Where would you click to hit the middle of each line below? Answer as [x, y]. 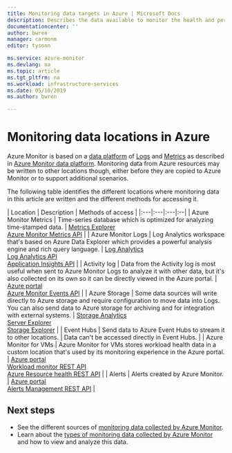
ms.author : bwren [32, 97]
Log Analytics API [32, 257]
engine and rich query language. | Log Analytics [75, 249]
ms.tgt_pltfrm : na [33, 77]
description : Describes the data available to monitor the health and [111, 20]
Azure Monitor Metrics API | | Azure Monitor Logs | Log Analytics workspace [116, 234]
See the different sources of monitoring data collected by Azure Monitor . [120, 427]
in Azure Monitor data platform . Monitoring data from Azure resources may [114, 164]
